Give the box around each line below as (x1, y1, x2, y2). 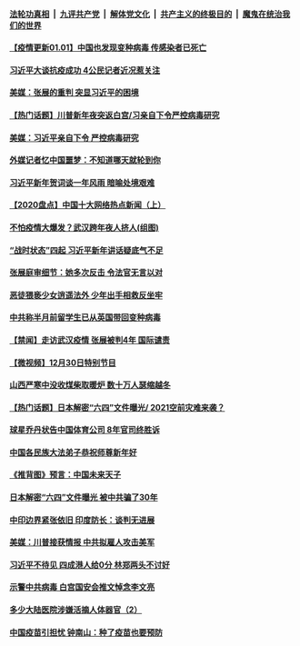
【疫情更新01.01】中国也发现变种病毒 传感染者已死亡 (9, 42, 207, 54)
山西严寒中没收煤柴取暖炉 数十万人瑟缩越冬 (9, 380, 171, 391)
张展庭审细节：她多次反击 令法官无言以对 (9, 267, 164, 278)
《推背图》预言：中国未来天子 (9, 469, 121, 481)
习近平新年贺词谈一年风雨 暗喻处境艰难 (9, 177, 155, 188)
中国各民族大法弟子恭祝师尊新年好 (9, 446, 137, 458)
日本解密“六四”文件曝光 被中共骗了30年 (9, 492, 158, 503)
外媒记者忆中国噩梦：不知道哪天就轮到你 (9, 154, 161, 165)
